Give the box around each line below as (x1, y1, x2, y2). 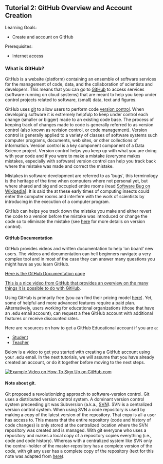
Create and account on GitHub (12, 34, 74, 40)
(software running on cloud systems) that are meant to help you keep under (5, 92, 157, 98)
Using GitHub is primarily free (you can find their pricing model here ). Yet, (5, 295, 153, 301)
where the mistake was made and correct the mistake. (5, 163, 114, 169)
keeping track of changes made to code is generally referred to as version (5, 122, 154, 128)
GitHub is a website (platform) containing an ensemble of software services (5, 76, 157, 82)
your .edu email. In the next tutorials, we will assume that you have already (5, 354, 155, 360)
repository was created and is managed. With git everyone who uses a (5, 427, 147, 433)
